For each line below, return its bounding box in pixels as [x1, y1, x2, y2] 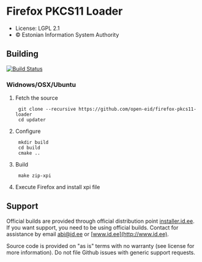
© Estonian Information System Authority [15, 31, 119, 38]
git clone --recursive [18, 106, 77, 113]
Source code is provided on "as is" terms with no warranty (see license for [6, 242, 195, 249]
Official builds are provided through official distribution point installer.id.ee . [6, 217, 195, 225]
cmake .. [18, 150, 41, 157]
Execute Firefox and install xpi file [15, 184, 100, 191]
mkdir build [18, 140, 49, 146]
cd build [18, 145, 41, 151]
